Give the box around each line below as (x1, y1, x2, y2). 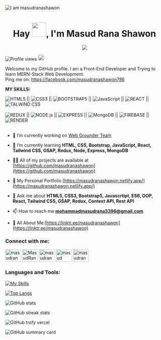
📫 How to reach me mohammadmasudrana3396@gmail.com (12, 208, 143, 214)
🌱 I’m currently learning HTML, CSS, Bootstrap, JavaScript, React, (12, 142, 152, 148)
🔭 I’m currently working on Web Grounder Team (12, 132, 112, 138)
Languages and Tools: (5, 269, 60, 276)
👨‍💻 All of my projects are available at (12, 157, 89, 163)
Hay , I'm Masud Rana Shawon (13, 28, 156, 40)
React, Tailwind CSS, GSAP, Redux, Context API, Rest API (12, 198, 134, 204)
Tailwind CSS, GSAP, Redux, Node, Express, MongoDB (12, 147, 128, 153)
